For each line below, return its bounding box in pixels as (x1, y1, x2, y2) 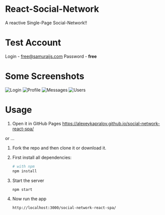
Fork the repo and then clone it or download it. (12, 144, 107, 151)
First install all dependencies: (12, 154, 72, 160)
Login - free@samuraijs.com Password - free (5, 53, 97, 59)
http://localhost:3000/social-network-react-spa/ (12, 206, 117, 211)
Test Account (5, 37, 62, 48)
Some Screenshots (5, 71, 85, 82)
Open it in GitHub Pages (12, 120, 62, 126)
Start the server (12, 178, 44, 183)
